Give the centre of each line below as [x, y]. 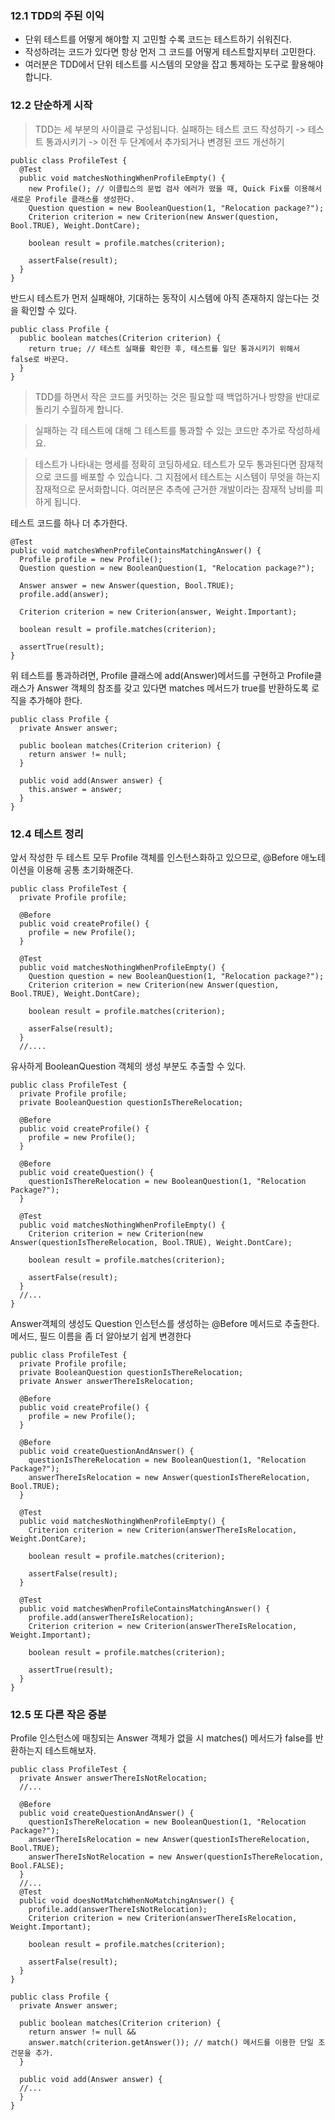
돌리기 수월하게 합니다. [79, 409]
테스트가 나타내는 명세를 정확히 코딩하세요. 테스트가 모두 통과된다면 [165, 464]
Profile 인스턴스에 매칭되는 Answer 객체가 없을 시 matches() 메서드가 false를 [161, 1738]
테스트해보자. [70, 1751]
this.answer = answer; [75, 789]
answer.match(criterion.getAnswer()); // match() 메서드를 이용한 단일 [171, 2043]
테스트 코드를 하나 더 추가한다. [69, 523]
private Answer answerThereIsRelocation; [107, 1381]
